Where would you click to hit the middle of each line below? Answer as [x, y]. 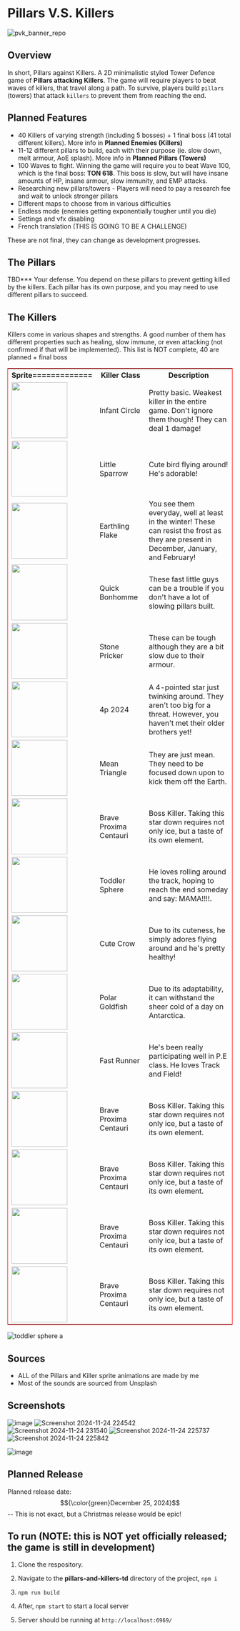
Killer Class [121, 375]
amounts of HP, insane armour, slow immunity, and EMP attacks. [112, 181]
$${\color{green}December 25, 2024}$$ [120, 1502]
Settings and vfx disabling [56, 219]
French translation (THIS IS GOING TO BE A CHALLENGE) [102, 226]
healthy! [162, 957]
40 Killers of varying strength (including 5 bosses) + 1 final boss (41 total [124, 135]
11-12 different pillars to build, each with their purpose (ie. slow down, [120, 150]
